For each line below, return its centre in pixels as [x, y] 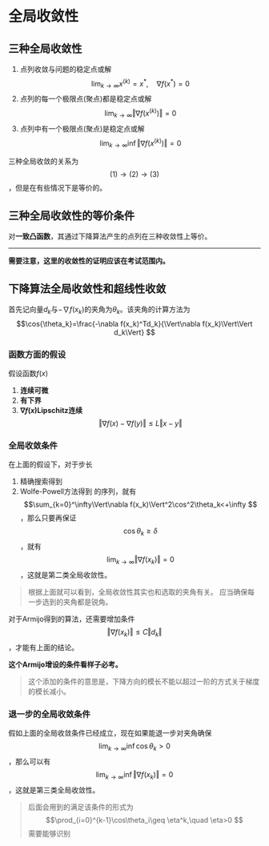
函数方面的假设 [37, 355]
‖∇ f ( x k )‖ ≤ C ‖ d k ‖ [134, 633]
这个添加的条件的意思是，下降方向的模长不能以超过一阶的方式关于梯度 [144, 681]
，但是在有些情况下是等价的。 [57, 188]
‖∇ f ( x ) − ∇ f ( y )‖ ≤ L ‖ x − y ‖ [141, 423]
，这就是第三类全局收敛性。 [54, 790]
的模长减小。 [49, 691]
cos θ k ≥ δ [140, 532]
